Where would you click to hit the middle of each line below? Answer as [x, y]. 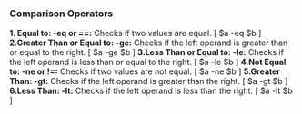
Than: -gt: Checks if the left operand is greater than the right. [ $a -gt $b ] [149, 81]
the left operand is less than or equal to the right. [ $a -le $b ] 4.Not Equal [148, 62]
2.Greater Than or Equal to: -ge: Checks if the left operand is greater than [149, 43]
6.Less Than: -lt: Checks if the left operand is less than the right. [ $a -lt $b [151, 91]
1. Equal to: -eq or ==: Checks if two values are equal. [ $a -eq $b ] [136, 33]
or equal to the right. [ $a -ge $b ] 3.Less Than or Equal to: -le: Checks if [147, 52]
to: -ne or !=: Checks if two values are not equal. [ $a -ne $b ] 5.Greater [145, 71]
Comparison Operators [61, 14]
